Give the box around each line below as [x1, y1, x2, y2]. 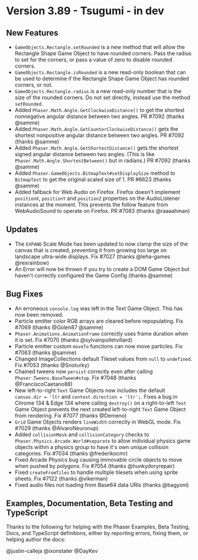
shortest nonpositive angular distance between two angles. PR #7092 [14, 132, 184, 139]
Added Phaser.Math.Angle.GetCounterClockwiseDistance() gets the [14, 126, 178, 132]
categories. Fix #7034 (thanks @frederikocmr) [14, 450, 128, 457]
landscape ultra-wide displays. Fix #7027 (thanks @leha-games [14, 253, 170, 260]
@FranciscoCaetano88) [14, 380, 73, 387]
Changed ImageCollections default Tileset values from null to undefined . [14, 355, 193, 362]
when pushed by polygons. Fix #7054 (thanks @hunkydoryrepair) [14, 462, 176, 469]
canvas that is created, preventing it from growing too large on [14, 246, 167, 253]
